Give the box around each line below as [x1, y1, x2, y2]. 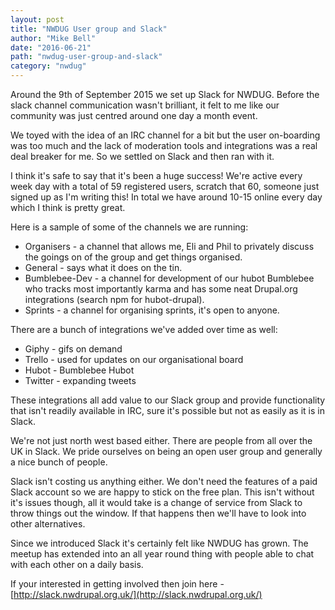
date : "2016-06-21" [10, 42, 92, 53]
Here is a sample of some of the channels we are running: [10, 221, 249, 233]
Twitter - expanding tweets [24, 375, 137, 386]
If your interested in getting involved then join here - [10, 578, 225, 590]
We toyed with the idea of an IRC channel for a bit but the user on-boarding [10, 129, 321, 141]
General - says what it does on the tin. [24, 262, 183, 273]
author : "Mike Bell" [10, 33, 97, 43]
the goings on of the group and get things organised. [24, 251, 243, 263]
